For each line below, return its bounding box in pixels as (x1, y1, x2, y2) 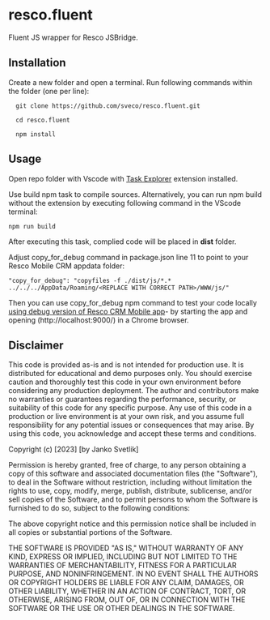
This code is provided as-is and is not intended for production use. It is (8, 360, 244, 370)
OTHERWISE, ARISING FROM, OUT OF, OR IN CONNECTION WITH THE (8, 595, 246, 605)
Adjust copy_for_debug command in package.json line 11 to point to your (8, 252, 249, 262)
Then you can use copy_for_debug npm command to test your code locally (8, 297, 257, 307)
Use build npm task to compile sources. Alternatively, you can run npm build (8, 189, 263, 199)
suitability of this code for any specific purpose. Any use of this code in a (8, 403, 252, 413)
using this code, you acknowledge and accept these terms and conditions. (8, 429, 257, 438)
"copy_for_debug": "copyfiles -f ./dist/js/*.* (8, 276, 172, 284)
